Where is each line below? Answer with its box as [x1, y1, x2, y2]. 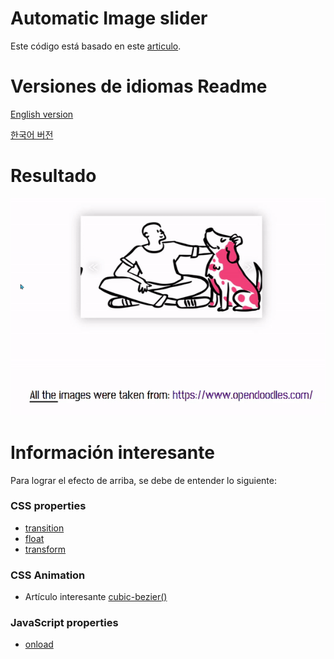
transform [24, 543, 67, 555]
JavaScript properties [10, 616, 119, 630]
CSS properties [10, 499, 87, 513]
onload [24, 638, 54, 651]
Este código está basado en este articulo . [10, 40, 182, 52]
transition [24, 522, 65, 534]
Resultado [10, 165, 97, 187]
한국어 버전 [10, 128, 54, 141]
